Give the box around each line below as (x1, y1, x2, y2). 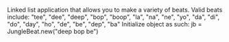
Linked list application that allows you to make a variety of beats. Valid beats (7, 6, 223, 14)
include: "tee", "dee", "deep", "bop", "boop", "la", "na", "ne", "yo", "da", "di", (7, 13, 220, 21)
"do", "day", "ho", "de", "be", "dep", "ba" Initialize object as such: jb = (7, 20, 202, 28)
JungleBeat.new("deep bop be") (7, 27, 99, 35)
